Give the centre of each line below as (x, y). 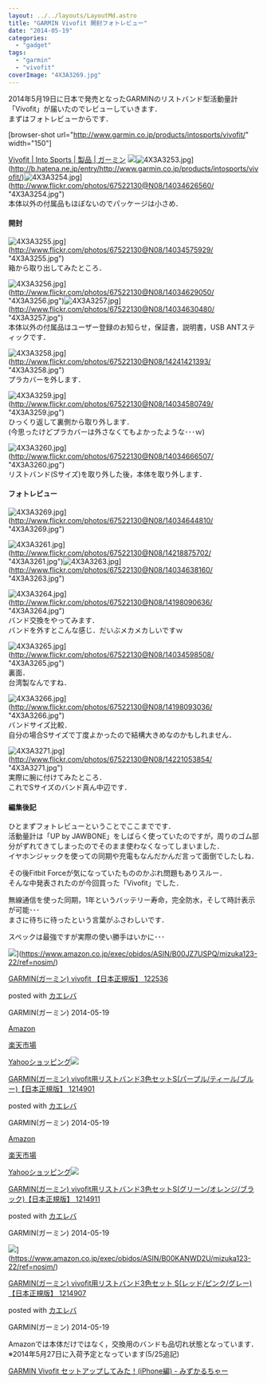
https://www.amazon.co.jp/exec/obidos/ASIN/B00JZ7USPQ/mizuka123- (139, 954)
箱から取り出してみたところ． (57, 267)
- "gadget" (33, 45)
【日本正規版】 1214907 (47, 1294)
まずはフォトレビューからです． (61, 118)
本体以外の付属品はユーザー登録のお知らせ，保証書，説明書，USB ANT (125, 327)
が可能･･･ (24, 910)
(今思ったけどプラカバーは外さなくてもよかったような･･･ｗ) (107, 431)
